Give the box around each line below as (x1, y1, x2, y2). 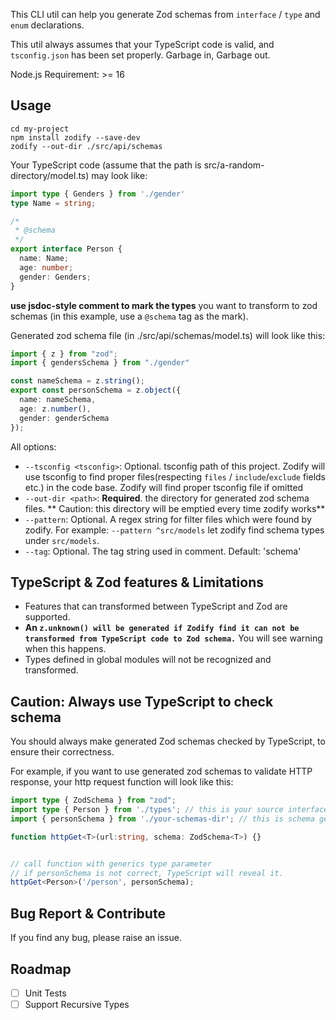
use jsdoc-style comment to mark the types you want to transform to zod (10, 299, 318, 311)
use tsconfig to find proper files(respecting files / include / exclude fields (24, 470, 326, 483)
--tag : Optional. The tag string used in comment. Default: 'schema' (24, 545, 302, 557)
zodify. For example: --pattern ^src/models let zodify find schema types (24, 524, 325, 536)
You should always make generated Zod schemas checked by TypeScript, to (10, 735, 326, 748)
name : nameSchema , (19, 395, 97, 405)
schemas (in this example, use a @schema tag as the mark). (10, 310, 249, 322)
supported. (24, 611, 71, 623)
